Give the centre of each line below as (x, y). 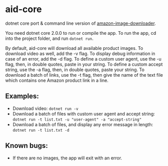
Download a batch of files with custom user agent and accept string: (84, 114)
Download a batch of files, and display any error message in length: (83, 124)
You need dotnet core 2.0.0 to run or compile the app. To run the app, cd (81, 33)
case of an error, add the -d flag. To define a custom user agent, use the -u (83, 59)
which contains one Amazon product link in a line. (57, 80)
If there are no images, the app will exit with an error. (67, 158)
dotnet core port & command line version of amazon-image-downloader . (81, 23)
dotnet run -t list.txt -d (41, 130)
